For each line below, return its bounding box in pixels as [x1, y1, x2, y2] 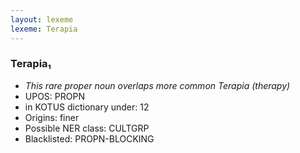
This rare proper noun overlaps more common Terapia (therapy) [24, 79, 291, 91]
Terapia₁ [10, 57, 52, 71]
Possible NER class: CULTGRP [24, 122, 150, 134]
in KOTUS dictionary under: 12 [24, 101, 150, 113]
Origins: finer [24, 111, 80, 123]
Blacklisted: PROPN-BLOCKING [24, 132, 155, 145]
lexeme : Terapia [10, 24, 78, 34]
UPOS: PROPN [24, 90, 85, 102]
